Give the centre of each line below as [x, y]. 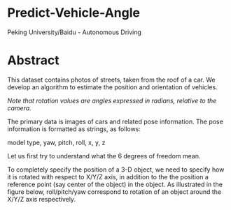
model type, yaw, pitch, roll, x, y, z [56, 142]
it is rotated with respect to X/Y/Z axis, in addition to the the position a [108, 177]
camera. [19, 108]
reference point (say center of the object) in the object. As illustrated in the [115, 184]
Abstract [33, 60]
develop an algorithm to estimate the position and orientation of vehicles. [113, 87]
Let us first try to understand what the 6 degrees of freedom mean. [104, 156]
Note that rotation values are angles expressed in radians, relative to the [112, 100]
